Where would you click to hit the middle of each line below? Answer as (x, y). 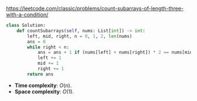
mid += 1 (48, 64)
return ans (40, 74)
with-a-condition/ (27, 15)
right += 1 (51, 69)
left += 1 (49, 58)
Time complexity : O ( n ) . (43, 85)
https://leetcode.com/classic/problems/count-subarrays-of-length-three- (95, 8)
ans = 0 (36, 41)
